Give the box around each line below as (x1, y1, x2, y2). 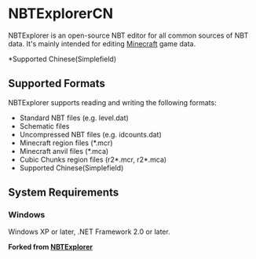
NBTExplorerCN (8, 5, 114, 23)
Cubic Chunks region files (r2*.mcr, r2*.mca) (19, 155, 167, 164)
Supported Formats (8, 77, 106, 90)
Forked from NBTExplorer (8, 243, 93, 252)
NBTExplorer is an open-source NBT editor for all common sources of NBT (8, 31, 249, 40)
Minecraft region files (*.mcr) (19, 138, 113, 148)
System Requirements (8, 186, 119, 199)
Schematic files (19, 121, 70, 130)
